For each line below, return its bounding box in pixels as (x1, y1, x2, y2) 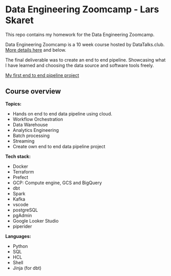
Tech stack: (5, 153, 31, 160)
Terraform (12, 168, 34, 175)
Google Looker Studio (12, 218, 59, 224)
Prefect (12, 174, 29, 180)
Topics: (5, 101, 22, 107)
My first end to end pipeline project (5, 72, 79, 78)
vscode (12, 201, 29, 207)
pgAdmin (12, 212, 32, 219)
